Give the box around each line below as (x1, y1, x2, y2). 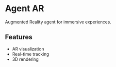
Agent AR (5, 3, 45, 14)
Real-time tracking (12, 51, 50, 57)
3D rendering (12, 56, 39, 62)
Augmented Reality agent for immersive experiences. (5, 19, 112, 25)
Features (5, 33, 33, 41)
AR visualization (12, 46, 45, 51)
